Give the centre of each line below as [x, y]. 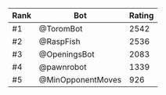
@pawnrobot [63, 67]
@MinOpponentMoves [80, 80]
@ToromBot [61, 29]
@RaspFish [60, 41]
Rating [141, 15]
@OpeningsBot [67, 54]
